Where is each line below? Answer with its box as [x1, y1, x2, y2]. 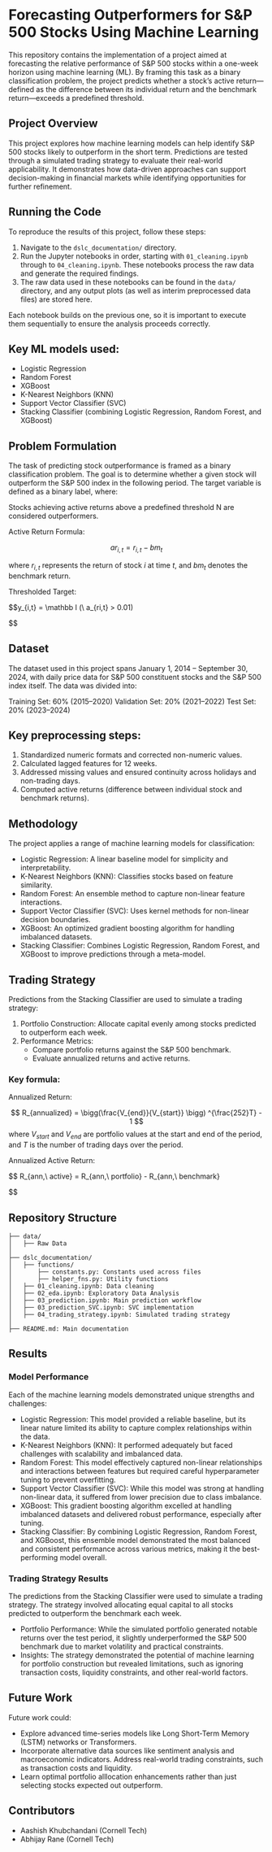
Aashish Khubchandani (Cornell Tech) [19, 1825, 148, 1835]
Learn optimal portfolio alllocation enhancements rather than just [19, 1771, 237, 1781]
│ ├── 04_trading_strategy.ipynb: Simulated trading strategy [8, 1310, 231, 1318]
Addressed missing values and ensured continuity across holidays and [19, 767, 257, 778]
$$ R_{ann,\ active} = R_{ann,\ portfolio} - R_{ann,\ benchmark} [8, 1171, 221, 1181]
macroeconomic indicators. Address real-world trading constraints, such [19, 1754, 264, 1764]
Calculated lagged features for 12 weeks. [19, 759, 158, 769]
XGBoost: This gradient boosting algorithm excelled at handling [19, 1501, 232, 1510]
